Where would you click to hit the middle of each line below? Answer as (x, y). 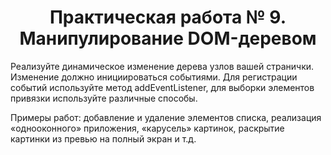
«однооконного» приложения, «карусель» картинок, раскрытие (147, 128)
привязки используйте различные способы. (104, 98)
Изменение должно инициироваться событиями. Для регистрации (154, 77)
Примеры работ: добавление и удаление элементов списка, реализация (166, 117)
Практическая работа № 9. (168, 17)
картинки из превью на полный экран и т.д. (103, 138)
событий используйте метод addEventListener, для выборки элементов (162, 87)
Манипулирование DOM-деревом (168, 38)
